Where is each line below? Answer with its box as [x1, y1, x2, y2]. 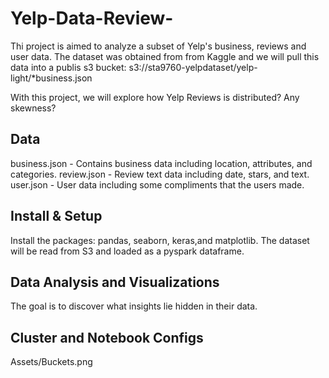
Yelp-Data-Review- [10, 7, 174, 30]
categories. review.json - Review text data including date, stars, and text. [10, 168, 310, 180]
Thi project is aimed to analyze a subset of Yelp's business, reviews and [10, 40, 307, 52]
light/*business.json [10, 72, 93, 84]
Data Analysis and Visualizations [10, 273, 220, 291]
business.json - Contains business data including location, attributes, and [10, 157, 313, 169]
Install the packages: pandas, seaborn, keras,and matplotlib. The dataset [10, 234, 310, 246]
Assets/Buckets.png [10, 356, 93, 368]
